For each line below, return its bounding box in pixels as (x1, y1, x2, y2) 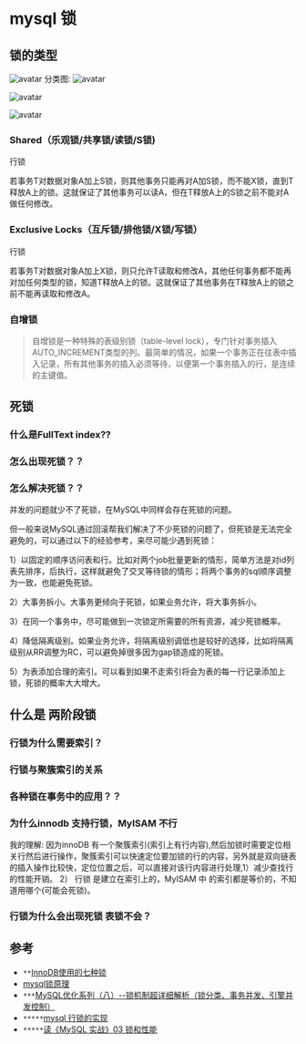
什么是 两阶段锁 (9, 707, 97, 722)
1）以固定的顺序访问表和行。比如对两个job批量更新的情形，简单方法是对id (9, 554, 287, 565)
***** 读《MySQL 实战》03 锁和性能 (22, 1023, 158, 1035)
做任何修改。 (9, 198, 57, 210)
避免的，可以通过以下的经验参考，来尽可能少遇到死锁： (9, 535, 217, 546)
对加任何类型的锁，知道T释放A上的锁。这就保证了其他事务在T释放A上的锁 (9, 276, 287, 287)
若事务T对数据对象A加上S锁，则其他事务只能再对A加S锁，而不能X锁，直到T (9, 175, 294, 187)
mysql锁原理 (22, 977, 70, 989)
